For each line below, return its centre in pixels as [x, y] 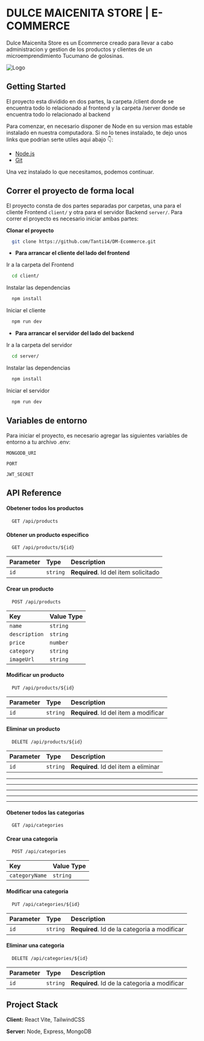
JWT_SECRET [20, 474]
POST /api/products [36, 602]
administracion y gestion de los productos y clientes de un [80, 49]
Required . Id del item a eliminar [115, 766]
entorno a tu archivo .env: [39, 442]
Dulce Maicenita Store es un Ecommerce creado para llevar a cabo [90, 43]
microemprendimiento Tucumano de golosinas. [65, 55]
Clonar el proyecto [30, 230]
